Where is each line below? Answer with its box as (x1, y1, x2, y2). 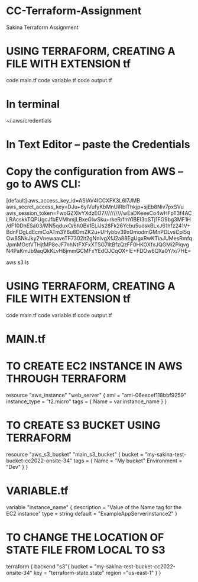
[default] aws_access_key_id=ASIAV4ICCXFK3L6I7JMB (6, 197, 141, 204)
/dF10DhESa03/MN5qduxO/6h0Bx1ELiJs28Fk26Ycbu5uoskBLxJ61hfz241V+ (6, 222, 191, 229)
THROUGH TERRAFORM (6, 372, 126, 385)
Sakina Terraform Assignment (6, 24, 79, 31)
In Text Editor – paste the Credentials (6, 138, 190, 151)
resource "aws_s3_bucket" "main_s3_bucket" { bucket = (6, 451, 144, 458)
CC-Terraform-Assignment (6, 4, 142, 18)
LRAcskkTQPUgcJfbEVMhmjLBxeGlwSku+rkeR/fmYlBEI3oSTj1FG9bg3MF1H (6, 216, 191, 223)
